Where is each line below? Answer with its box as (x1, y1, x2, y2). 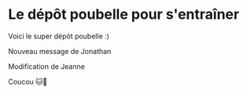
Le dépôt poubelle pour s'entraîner (8, 5, 240, 23)
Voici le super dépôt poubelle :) (8, 31, 110, 41)
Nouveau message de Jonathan (8, 46, 112, 56)
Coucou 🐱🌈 (8, 77, 48, 86)
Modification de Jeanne (8, 61, 85, 71)
